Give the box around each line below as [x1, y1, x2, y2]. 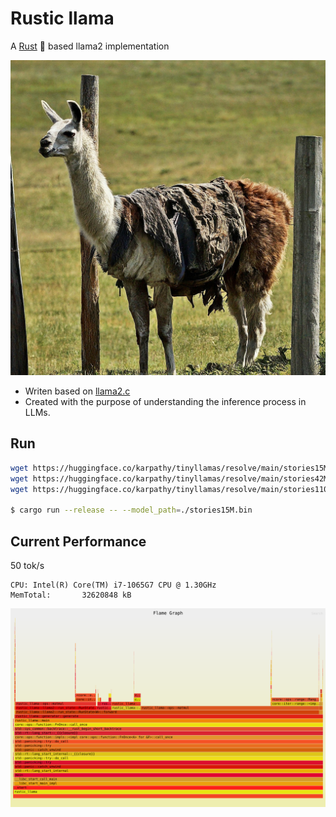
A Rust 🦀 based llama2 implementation [10, 40, 170, 52]
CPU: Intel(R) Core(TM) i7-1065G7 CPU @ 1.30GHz [10, 580, 217, 590]
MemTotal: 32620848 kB [10, 590, 132, 600]
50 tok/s [10, 559, 45, 571]
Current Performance [10, 533, 147, 550]
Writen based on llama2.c [24, 385, 131, 397]
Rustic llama [10, 7, 115, 30]
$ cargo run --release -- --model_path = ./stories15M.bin [10, 505, 253, 516]
